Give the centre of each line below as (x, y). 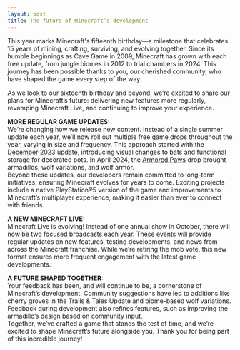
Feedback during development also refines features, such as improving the (118, 308)
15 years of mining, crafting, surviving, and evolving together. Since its (111, 48)
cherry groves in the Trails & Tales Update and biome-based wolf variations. (119, 301)
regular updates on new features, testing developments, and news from (112, 241)
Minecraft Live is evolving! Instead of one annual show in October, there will (119, 226)
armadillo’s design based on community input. (75, 316)
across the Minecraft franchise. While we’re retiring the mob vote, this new (117, 249)
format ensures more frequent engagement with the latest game (102, 257)
